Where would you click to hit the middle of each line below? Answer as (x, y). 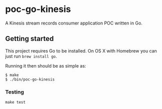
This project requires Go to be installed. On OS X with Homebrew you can (81, 50)
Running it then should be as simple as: (46, 65)
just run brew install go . (31, 56)
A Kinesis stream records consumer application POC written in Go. (74, 23)
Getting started (30, 39)
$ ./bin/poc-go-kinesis (30, 79)
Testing (15, 92)
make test (16, 102)
